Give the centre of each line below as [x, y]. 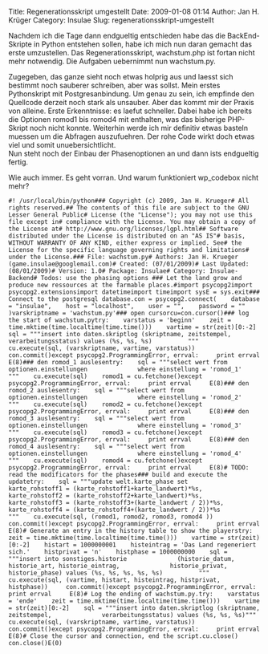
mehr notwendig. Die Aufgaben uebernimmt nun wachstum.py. [112, 61]
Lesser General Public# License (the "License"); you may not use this [130, 215]
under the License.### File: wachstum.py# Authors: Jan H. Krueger [124, 257]
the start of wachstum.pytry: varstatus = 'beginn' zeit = [120, 320]
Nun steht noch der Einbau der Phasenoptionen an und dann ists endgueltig [134, 153]
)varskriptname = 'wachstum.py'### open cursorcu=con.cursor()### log [129, 313]
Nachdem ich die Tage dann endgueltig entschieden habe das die [117, 36]
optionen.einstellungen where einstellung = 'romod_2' [125, 397]
